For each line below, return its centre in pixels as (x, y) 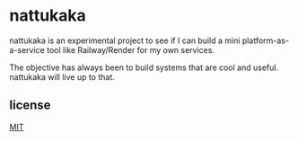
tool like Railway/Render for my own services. (131, 49)
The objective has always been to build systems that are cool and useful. (144, 67)
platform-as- (266, 40)
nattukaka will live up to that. (62, 76)
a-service (27, 49)
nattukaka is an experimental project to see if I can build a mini (125, 40)
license (30, 106)
